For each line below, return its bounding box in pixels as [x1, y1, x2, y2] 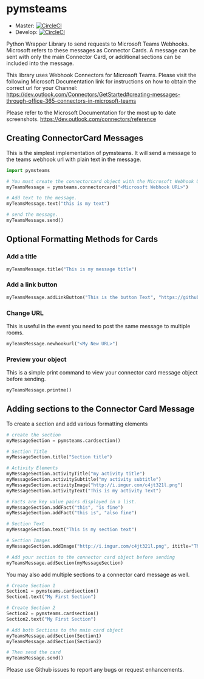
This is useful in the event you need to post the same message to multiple [6, 322, 191, 329]
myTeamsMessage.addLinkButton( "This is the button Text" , [6, 294, 156, 300]
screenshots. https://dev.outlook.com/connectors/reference [6, 115, 157, 123]
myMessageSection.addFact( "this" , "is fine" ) [6, 504, 123, 511]
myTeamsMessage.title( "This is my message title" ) [6, 266, 137, 272]
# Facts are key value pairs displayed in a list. [6, 498, 137, 505]
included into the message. [6, 60, 74, 67]
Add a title [6, 252, 38, 261]
